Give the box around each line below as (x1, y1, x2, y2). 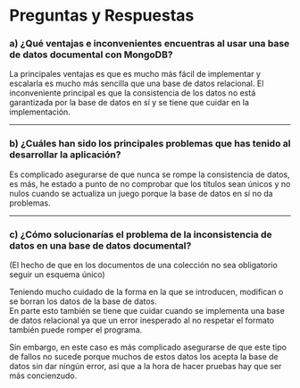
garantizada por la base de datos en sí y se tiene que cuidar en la (9, 97, 250, 108)
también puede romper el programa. (9, 325, 143, 335)
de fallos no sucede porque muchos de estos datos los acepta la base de (9, 351, 279, 362)
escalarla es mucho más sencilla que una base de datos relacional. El (9, 78, 264, 89)
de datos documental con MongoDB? (9, 48, 173, 61)
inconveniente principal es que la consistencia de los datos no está (9, 88, 256, 98)
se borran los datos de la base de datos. (9, 296, 158, 307)
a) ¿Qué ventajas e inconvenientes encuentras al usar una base (9, 38, 290, 50)
